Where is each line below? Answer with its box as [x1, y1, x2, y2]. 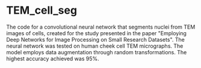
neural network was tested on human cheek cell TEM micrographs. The [6, 42, 184, 50]
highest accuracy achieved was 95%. [6, 55, 99, 62]
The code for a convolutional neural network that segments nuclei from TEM [6, 23, 196, 30]
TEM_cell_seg [6, 4, 77, 17]
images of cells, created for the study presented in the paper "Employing [6, 29, 187, 36]
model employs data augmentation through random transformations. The [6, 48, 187, 55]
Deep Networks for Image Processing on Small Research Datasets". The [6, 36, 185, 43]
